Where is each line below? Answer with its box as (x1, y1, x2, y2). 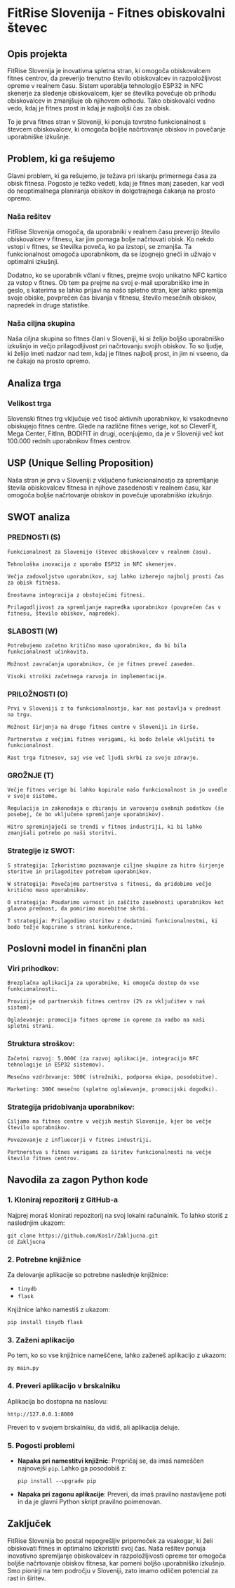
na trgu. (7, 711, 33, 718)
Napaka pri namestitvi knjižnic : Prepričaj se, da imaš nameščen (17, 1456, 204, 1465)
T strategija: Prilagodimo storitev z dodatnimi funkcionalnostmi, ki (7, 917, 218, 925)
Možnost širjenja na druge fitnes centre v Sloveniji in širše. (7, 723, 199, 731)
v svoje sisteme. (7, 793, 58, 800)
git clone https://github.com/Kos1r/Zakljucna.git (7, 1232, 159, 1239)
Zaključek (7, 1518, 51, 1530)
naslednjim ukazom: (7, 1219, 65, 1227)
